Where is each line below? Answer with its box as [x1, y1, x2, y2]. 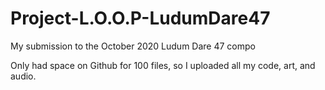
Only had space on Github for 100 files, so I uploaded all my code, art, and [10, 59, 316, 71]
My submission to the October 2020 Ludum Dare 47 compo [10, 40, 256, 52]
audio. [10, 70, 37, 82]
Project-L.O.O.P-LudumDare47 [10, 7, 271, 30]
